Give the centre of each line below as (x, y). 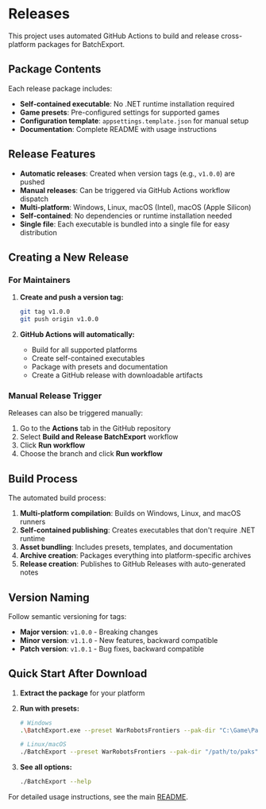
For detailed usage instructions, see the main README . (98, 797)
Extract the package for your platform (82, 693)
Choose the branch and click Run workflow (91, 454)
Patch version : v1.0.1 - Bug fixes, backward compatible (112, 648)
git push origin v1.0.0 (59, 319)
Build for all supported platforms (84, 350)
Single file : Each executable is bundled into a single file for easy (125, 224)
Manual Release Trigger (55, 396)
